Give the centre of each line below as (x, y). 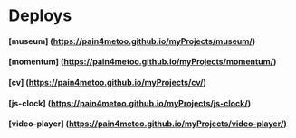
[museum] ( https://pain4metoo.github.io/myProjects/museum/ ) (132, 41)
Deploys (40, 16)
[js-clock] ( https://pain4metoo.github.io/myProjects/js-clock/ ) (129, 103)
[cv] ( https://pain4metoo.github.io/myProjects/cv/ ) (108, 82)
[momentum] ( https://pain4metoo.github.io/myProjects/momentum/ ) (143, 62)
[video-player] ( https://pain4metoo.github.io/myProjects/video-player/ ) (148, 124)
